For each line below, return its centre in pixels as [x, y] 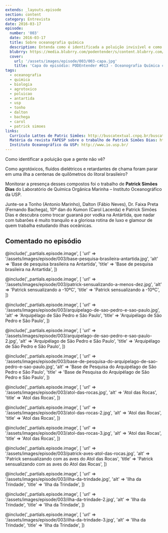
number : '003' [24, 33]
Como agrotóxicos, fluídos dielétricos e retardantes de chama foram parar [81, 169]
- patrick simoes [28, 126]
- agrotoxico [23, 89]
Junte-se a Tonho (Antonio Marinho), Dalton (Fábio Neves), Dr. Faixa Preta [82, 204]
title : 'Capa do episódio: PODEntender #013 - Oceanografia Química [87, 66]
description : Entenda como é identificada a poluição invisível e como [86, 47]
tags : [11, 71]
